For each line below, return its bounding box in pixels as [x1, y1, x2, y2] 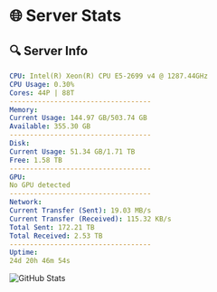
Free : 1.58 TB [9, 155, 63, 165]
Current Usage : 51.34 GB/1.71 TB [9, 146, 136, 156]
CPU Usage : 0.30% [9, 80, 75, 89]
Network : [9, 198, 42, 207]
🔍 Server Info [9, 42, 89, 59]
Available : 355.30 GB [9, 122, 91, 131]
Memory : [9, 105, 39, 114]
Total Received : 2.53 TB [9, 231, 103, 240]
